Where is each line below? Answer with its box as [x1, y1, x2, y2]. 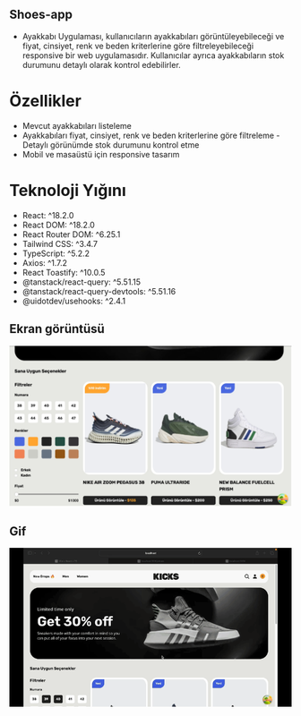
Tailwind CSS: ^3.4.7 [21, 238, 99, 249]
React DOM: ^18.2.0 [21, 219, 96, 230]
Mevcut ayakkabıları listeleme [21, 120, 132, 131]
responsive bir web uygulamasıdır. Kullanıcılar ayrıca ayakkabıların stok [21, 49, 285, 61]
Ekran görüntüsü [9, 321, 105, 337]
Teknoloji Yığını [9, 180, 127, 200]
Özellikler [9, 91, 82, 111]
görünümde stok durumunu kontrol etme [50, 139, 200, 150]
